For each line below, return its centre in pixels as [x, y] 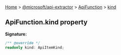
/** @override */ [23, 43]
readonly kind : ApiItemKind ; [35, 47]
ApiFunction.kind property [46, 22]
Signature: [16, 34]
